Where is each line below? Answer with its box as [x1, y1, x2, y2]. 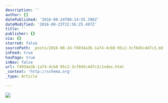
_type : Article [5, 74, 38, 79]
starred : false [5, 41, 38, 46]
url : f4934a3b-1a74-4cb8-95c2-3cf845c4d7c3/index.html [5, 64, 125, 69]
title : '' [5, 27, 27, 32]
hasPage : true [5, 55, 36, 60]
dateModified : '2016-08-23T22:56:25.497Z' [5, 21, 97, 27]
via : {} [5, 36, 22, 41]
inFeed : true [5, 50, 33, 55]
